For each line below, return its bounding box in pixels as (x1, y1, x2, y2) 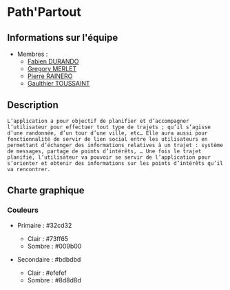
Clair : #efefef (27, 269, 67, 277)
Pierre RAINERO (27, 72, 73, 80)
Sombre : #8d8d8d (27, 275, 81, 284)
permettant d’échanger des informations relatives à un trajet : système (7, 142, 224, 148)
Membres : (17, 50, 48, 58)
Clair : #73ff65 (27, 234, 69, 242)
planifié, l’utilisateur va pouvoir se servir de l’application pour (7, 153, 211, 161)
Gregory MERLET (27, 65, 77, 72)
